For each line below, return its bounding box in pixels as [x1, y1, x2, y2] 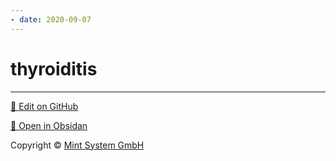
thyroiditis [10, 57, 98, 80]
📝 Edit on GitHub [10, 100, 79, 112]
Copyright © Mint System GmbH [10, 139, 145, 151]
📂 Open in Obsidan [10, 119, 88, 131]
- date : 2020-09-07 [10, 14, 92, 25]
